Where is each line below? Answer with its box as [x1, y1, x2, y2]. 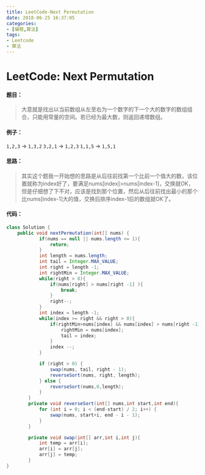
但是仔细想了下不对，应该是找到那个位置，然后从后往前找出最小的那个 [21, 188, 198, 195]
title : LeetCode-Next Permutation [6, 9, 95, 15]
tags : [6, 32, 20, 38]
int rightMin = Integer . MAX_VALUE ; [38, 270, 130, 276]
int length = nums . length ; [38, 253, 108, 259]
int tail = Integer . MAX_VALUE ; [38, 259, 119, 265]
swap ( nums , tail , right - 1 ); [49, 366, 127, 373]
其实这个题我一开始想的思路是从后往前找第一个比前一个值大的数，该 [21, 172, 193, 180]
